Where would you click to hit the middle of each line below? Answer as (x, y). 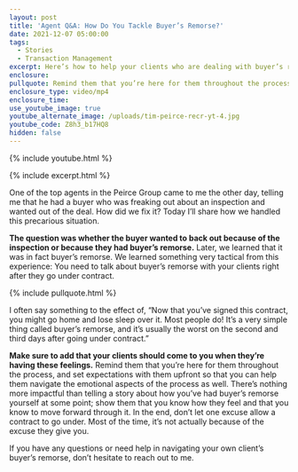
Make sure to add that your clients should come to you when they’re (137, 355)
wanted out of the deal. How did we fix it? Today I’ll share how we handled (145, 211)
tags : (19, 42)
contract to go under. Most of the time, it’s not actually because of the (137, 421)
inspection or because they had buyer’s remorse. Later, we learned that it (146, 247)
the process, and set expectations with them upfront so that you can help (143, 374)
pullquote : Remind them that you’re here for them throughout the (134, 83)
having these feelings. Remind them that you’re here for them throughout (144, 365)
